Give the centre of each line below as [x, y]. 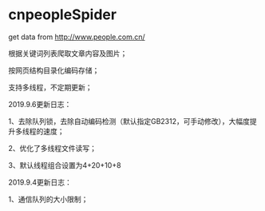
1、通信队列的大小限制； [48, 199]
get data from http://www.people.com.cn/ [77, 37]
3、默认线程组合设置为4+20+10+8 [65, 165]
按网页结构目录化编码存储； [54, 70]
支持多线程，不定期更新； [50, 87]
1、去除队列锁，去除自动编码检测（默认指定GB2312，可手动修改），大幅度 [129, 121]
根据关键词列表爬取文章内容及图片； [68, 53]
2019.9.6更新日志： [40, 104]
